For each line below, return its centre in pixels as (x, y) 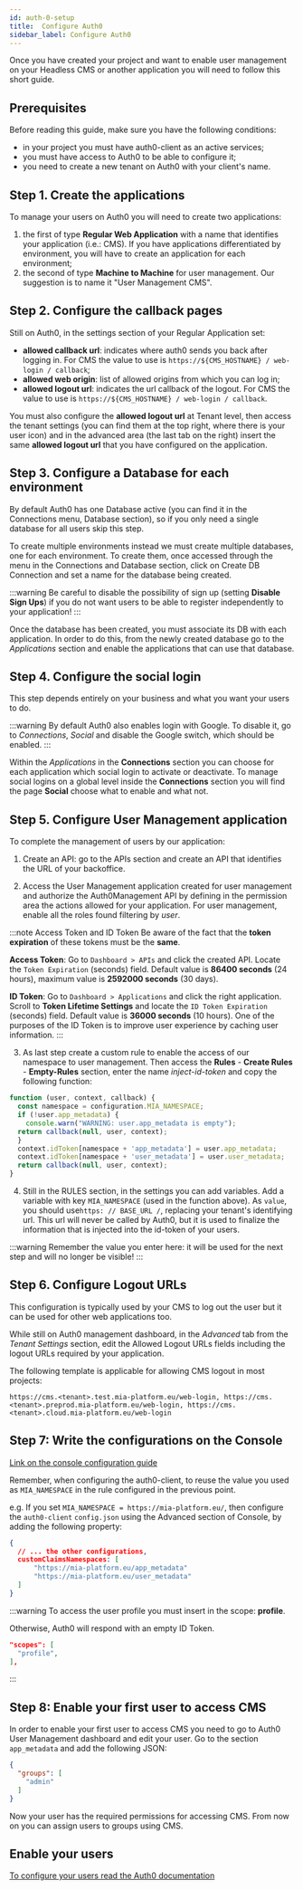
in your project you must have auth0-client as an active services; (143, 148)
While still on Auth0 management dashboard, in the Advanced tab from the (149, 1334)
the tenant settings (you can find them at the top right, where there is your (147, 425)
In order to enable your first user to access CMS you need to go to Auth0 (145, 1729)
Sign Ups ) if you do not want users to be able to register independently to (147, 602)
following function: (57, 1082)
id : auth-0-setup (42, 18)
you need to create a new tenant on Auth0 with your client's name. (147, 167)
